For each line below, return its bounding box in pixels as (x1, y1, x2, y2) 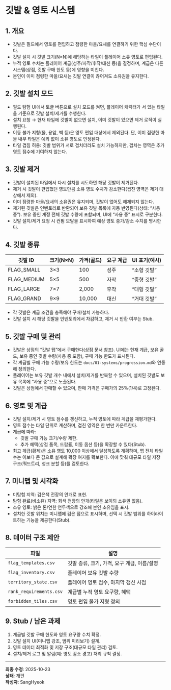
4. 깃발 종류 (5, 240, 40, 249)
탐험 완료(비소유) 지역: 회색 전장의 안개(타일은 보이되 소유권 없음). (12, 498, 143, 504)
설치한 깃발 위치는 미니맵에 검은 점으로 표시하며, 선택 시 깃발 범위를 (12, 510, 146, 516)
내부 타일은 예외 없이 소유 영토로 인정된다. (18, 136, 101, 142)
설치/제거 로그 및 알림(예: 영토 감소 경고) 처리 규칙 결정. (12, 650, 122, 656)
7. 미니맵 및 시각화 (5, 477, 59, 485)
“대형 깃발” (132, 286, 157, 293)
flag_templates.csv (8, 560, 55, 565)
